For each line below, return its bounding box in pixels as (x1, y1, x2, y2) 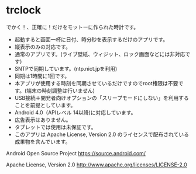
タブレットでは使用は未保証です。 (14, 123, 97, 130)
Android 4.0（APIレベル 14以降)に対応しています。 (14, 109, 136, 116)
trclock (6, 4, 41, 17)
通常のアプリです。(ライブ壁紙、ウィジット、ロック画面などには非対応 (14, 50, 185, 57)
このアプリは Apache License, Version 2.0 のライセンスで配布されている (14, 131, 189, 138)
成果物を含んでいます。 (14, 138, 71, 145)
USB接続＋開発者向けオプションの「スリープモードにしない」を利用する (14, 94, 189, 101)
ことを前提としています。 (14, 102, 76, 109)
